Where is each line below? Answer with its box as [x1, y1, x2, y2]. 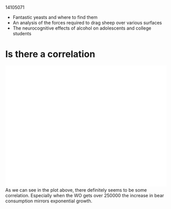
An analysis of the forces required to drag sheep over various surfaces [12, 20, 162, 26]
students [12, 31, 32, 36]
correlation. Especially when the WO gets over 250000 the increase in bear [5, 192, 164, 198]
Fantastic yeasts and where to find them [12, 14, 98, 20]
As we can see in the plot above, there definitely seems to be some [5, 187, 147, 193]
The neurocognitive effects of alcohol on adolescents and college [12, 25, 152, 31]
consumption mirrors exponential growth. [5, 198, 93, 204]
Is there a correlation [5, 49, 96, 60]
